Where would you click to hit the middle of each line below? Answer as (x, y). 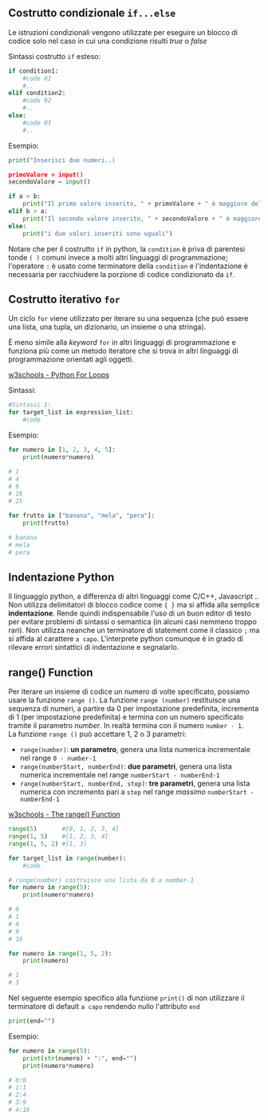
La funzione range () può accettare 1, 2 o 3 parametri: (97, 734)
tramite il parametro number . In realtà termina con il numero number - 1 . (126, 726)
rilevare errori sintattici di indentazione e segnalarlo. (94, 647)
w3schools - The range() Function (65, 814)
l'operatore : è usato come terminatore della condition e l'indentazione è (128, 266)
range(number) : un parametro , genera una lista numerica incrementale (135, 750)
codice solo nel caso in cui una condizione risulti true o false (108, 41)
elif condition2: (37, 93)
